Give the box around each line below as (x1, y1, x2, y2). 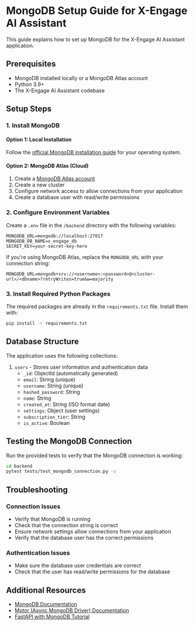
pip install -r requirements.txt (6, 320, 88, 327)
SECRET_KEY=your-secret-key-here (6, 243, 88, 249)
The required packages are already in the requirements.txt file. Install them (6, 303, 188, 310)
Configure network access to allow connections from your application (14, 188, 183, 195)
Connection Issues (6, 502, 61, 510)
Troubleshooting (6, 485, 68, 494)
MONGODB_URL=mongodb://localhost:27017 (6, 233, 103, 239)
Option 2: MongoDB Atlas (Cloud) (6, 162, 89, 169)
